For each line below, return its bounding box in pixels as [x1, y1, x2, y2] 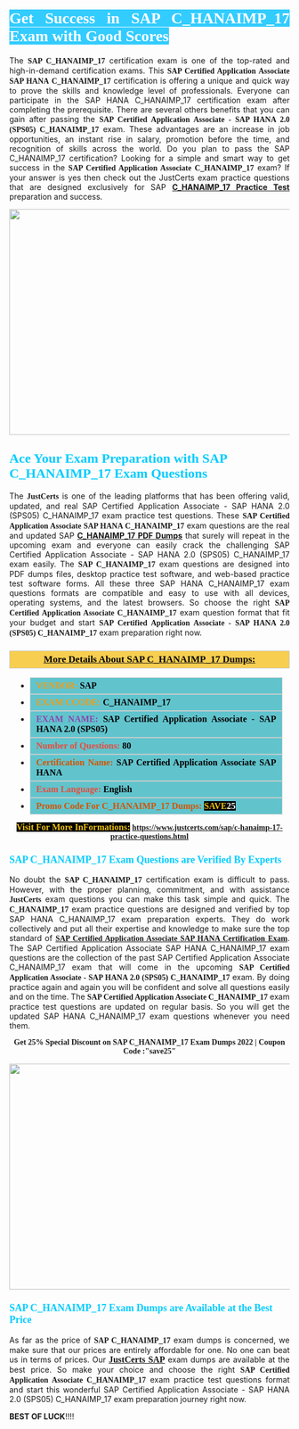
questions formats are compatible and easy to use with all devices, [9, 587, 290, 598]
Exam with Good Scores [9, 27, 169, 45]
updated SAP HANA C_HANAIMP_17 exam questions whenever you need [9, 1011, 290, 1021]
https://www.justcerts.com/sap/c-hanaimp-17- [132, 823, 283, 833]
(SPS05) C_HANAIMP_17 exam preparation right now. [9, 627, 203, 638]
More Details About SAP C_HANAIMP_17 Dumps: [43, 653, 256, 665]
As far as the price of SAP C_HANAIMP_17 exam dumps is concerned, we [9, 1334, 290, 1345]
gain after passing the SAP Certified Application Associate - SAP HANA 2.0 [9, 113, 290, 124]
